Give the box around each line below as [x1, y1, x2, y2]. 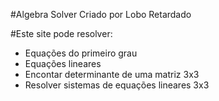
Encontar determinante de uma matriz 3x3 [24, 69, 200, 80]
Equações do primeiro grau [24, 47, 138, 59]
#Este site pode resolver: [10, 28, 113, 39]
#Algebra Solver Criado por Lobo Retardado [10, 9, 192, 20]
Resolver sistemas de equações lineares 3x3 [24, 79, 210, 91]
